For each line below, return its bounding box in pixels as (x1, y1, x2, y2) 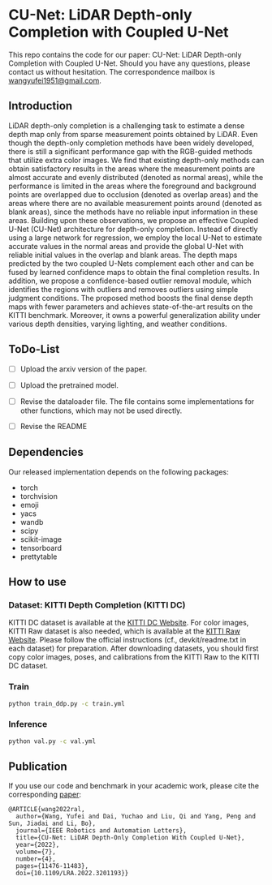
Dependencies (8, 445, 84, 459)
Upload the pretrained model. (19, 380, 119, 390)
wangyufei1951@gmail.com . (8, 75, 101, 85)
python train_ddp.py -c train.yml (8, 699, 126, 707)
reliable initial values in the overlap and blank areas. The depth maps (8, 250, 238, 260)
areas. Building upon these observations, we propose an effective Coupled (8, 215, 258, 225)
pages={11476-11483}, (15, 862, 89, 870)
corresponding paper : (8, 789, 82, 800)
